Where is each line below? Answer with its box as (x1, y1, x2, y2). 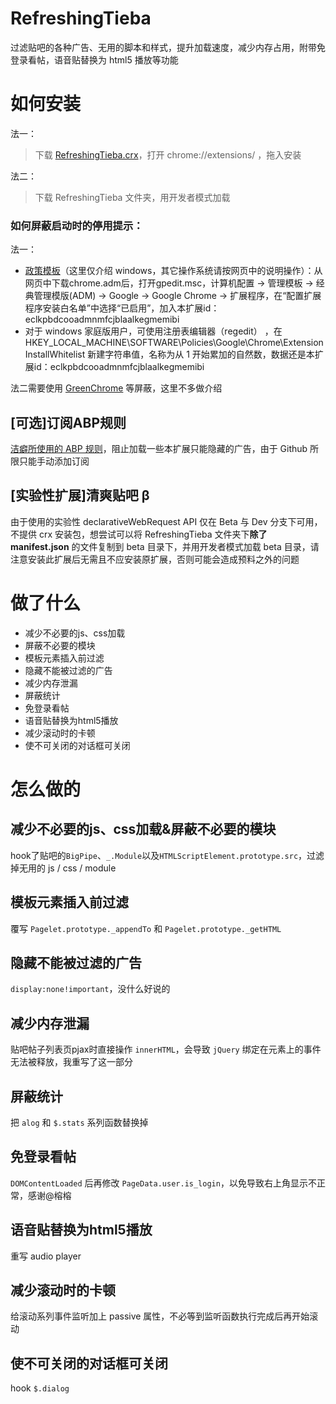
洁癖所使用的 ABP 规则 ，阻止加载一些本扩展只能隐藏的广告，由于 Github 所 (10, 442, 320, 454)
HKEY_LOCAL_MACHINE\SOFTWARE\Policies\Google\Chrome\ (24, 337, 284, 349)
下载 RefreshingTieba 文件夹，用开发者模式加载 (34, 191, 231, 203)
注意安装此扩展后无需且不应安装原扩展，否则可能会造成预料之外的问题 (10, 553, 300, 565)
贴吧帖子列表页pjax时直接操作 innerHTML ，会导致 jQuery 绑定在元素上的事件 (10, 1043, 322, 1056)
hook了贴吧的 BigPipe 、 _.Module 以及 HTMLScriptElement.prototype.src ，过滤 (10, 849, 325, 861)
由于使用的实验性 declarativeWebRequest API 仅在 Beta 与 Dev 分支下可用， (10, 515, 323, 527)
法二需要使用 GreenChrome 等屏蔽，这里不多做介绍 (10, 382, 223, 394)
